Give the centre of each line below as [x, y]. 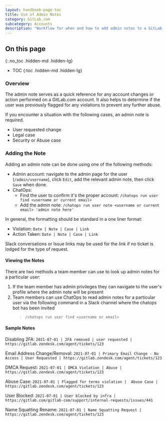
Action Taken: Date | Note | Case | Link [55, 234]
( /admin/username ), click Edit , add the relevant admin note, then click [83, 179]
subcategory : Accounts [29, 24]
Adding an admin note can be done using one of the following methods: [79, 164]
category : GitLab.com [28, 19]
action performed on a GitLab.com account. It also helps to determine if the [83, 100]
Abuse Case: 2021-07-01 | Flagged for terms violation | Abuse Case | [82, 381]
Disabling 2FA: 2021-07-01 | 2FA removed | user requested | [69, 339]
